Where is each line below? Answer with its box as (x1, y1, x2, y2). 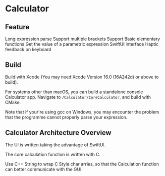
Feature (5, 23, 30, 31)
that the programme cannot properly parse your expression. (5, 114, 128, 120)
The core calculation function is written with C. (5, 151, 101, 157)
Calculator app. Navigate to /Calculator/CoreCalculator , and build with (5, 94, 151, 100)
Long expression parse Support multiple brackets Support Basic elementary (5, 36, 160, 42)
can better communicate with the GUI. (5, 166, 83, 172)
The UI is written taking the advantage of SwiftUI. (5, 142, 106, 148)
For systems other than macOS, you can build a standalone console (5, 89, 143, 95)
